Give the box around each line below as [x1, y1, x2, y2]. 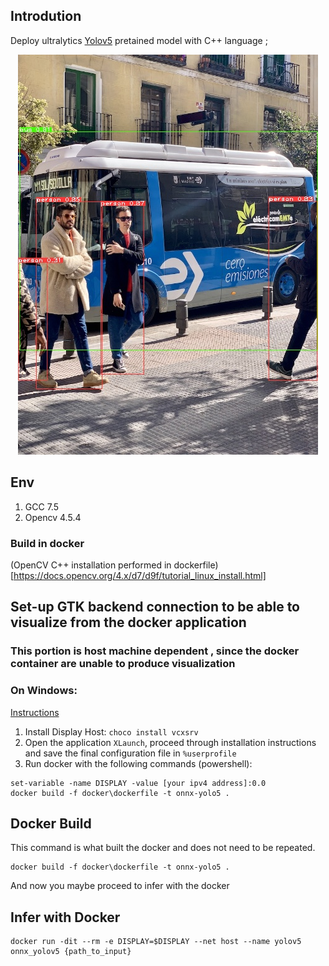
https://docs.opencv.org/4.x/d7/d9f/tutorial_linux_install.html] [13, 569, 267, 581]
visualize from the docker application [10, 614, 247, 631]
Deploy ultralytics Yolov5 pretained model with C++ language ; [10, 34, 268, 46]
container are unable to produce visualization [10, 657, 236, 671]
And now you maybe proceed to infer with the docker [10, 880, 230, 892]
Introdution [10, 8, 82, 25]
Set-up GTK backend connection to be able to [10, 599, 300, 616]
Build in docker [10, 536, 85, 550]
